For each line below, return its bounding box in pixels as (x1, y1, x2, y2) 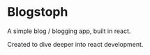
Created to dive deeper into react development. (7, 40, 144, 48)
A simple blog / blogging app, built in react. (7, 27, 131, 35)
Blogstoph (7, 4, 68, 20)
